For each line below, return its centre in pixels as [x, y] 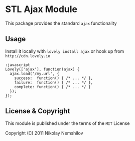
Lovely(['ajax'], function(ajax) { [42, 69]
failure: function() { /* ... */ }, [54, 82]
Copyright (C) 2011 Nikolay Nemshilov [44, 133]
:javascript [18, 65]
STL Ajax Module [41, 9]
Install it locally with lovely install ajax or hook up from [65, 51]
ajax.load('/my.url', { [34, 74]
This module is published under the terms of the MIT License [67, 123]
